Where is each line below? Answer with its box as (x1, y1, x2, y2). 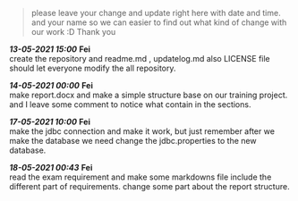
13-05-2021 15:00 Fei (9, 44, 91, 54)
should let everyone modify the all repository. (9, 63, 176, 73)
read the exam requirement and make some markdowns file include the (9, 172, 272, 182)
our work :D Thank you (30, 27, 116, 37)
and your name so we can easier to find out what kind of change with (30, 17, 287, 28)
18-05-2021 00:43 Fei (9, 163, 93, 172)
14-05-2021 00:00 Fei (9, 80, 94, 90)
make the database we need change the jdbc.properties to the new (9, 136, 257, 146)
